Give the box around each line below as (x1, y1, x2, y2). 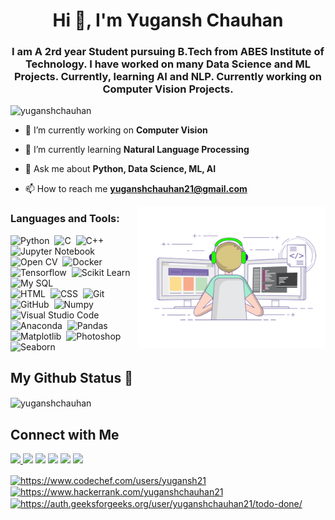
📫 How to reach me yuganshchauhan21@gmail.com (24, 183, 248, 195)
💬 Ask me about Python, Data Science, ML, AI (24, 163, 217, 175)
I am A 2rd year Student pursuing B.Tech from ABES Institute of (11, 45, 325, 59)
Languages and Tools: (10, 212, 120, 226)
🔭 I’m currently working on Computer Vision (24, 124, 208, 136)
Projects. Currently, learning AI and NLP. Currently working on (13, 70, 323, 84)
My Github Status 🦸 (10, 370, 133, 387)
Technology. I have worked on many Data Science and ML (24, 57, 312, 71)
